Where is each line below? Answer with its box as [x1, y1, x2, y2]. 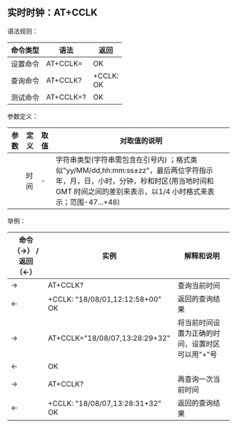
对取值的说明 [119, 136, 162, 145]
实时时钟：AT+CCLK [7, 6, 98, 19]
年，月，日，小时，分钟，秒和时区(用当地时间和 [55, 176, 214, 186]
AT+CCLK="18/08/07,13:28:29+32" [47, 333, 171, 343]
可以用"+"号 [177, 349, 217, 359]
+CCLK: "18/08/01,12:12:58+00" [47, 294, 162, 304]
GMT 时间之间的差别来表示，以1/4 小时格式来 [55, 186, 208, 196]
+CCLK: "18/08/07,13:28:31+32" [47, 398, 162, 408]
